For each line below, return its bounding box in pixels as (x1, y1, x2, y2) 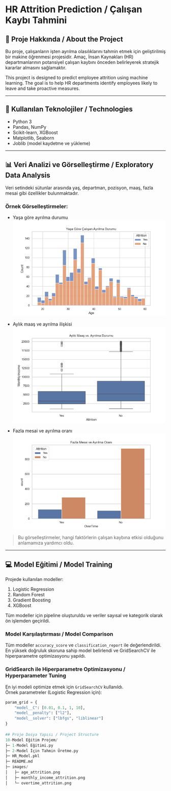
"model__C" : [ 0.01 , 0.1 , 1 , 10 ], (14, 705, 85, 710)
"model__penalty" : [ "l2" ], (14, 710, 72, 716)
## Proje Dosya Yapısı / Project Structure (5, 732, 99, 737)
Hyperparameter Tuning (5, 672, 66, 679)
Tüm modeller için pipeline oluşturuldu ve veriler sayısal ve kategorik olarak (5, 612, 163, 619)
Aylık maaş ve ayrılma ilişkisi (12, 321, 72, 328)
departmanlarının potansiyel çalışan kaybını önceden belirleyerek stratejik (5, 59, 159, 65)
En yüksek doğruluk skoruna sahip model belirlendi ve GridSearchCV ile (5, 647, 156, 654)
